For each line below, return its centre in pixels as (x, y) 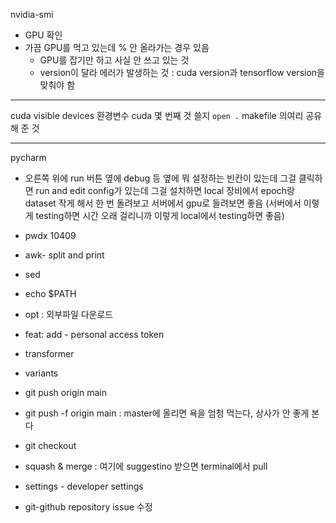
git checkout (50, 445)
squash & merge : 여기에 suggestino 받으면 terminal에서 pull (146, 466)
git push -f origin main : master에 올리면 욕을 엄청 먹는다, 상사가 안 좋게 (167, 413)
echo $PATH (50, 293)
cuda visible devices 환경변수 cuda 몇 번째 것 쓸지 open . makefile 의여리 (157, 115)
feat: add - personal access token (94, 334)
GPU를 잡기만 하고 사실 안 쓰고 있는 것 (114, 60)
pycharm (28, 157)
